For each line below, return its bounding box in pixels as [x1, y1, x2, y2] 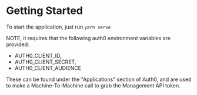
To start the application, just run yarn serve [6, 23, 111, 30]
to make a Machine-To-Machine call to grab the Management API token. [6, 82, 181, 89]
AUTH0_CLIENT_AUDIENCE [14, 64, 81, 71]
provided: [6, 41, 29, 48]
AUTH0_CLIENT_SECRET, [14, 58, 76, 65]
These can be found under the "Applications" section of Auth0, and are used [6, 76, 192, 83]
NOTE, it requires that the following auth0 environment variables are [6, 34, 171, 41]
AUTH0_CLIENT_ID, [14, 52, 62, 59]
